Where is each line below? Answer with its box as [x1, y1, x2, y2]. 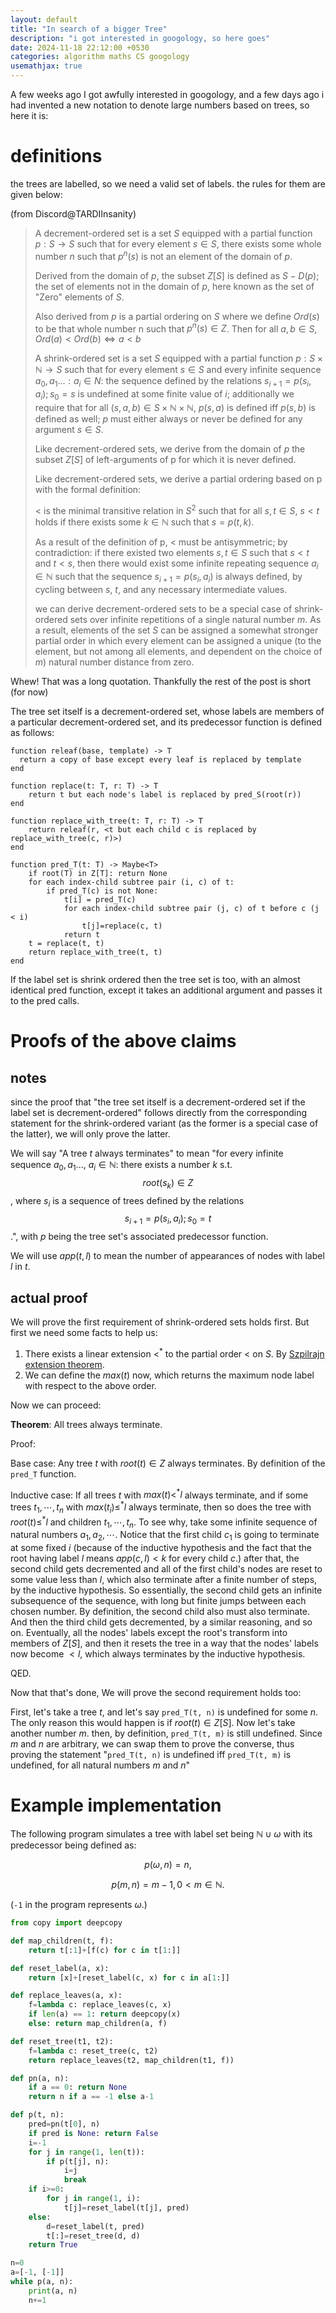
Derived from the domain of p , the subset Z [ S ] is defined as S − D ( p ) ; [34, 269, 320, 281]
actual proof [10, 1289, 88, 1306]
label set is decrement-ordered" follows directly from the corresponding [10, 1107, 308, 1119]
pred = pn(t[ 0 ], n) [28, 2119, 101, 2130]
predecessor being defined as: [10, 1839, 137, 1851]
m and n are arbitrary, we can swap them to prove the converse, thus [10, 1738, 295, 1750]
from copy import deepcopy [10, 1918, 123, 1928]
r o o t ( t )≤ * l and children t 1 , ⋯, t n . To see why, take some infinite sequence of [10, 1514, 318, 1530]
